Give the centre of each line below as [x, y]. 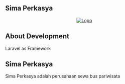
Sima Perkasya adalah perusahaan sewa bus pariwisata [63, 76]
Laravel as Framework [28, 48]
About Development [37, 36]
